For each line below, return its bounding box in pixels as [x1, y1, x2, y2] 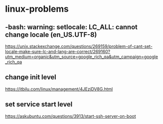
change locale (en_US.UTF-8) [5, 30, 97, 39]
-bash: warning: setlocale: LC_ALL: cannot [5, 23, 138, 31]
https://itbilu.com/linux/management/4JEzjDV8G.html [5, 86, 113, 92]
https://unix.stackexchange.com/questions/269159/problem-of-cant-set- [5, 43, 153, 49]
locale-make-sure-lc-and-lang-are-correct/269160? [5, 49, 111, 54]
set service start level [5, 100, 72, 108]
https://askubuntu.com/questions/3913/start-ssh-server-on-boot [5, 113, 136, 119]
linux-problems [5, 3, 69, 15]
